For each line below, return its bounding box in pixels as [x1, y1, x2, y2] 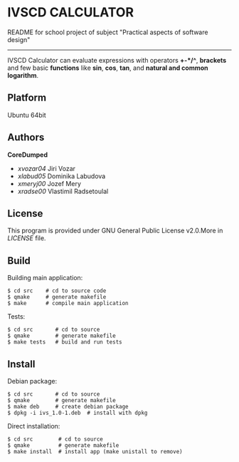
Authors [7, 131, 45, 143]
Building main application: [7, 274, 83, 282]
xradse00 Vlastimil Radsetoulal [17, 187, 109, 195]
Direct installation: [7, 422, 60, 430]
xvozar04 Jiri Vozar [17, 164, 76, 173]
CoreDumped [7, 150, 48, 159]
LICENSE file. [7, 234, 46, 242]
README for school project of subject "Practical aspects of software [7, 28, 208, 36]
